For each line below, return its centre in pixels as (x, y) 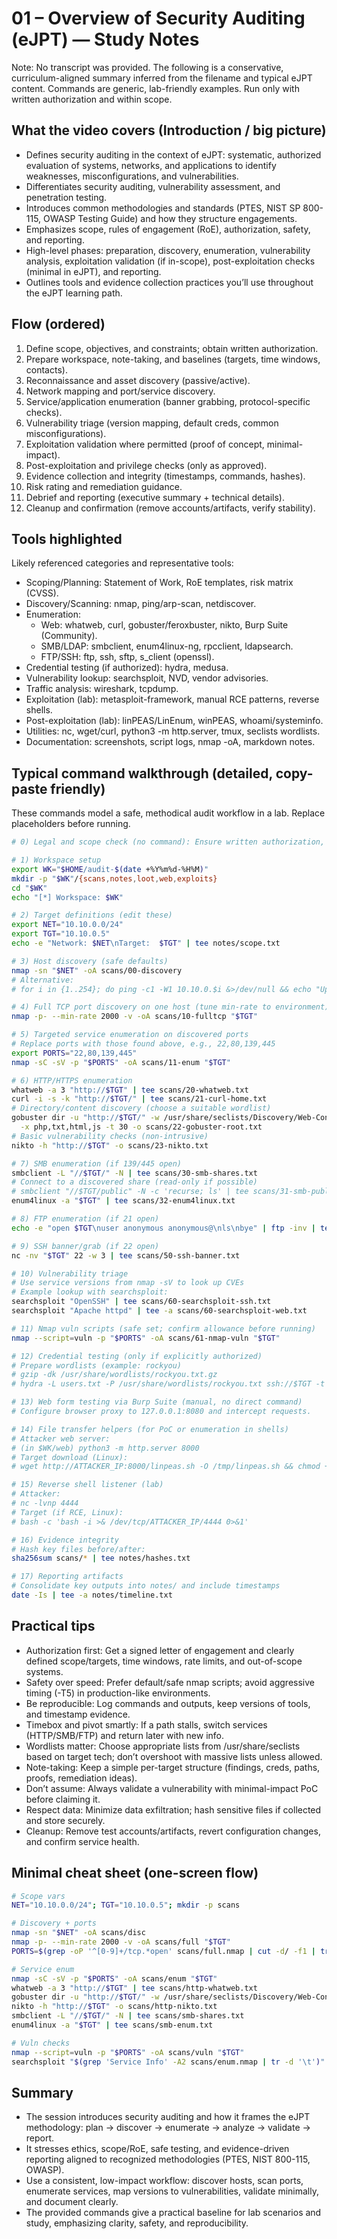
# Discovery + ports (54, 1923)
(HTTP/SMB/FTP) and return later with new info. (125, 1735)
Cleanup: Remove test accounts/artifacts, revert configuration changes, (173, 1831)
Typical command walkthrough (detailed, (142, 773)
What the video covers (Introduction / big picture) (169, 130)
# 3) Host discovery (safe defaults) (90, 961)
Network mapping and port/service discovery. (120, 391)
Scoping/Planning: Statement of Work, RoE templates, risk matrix (159, 583)
